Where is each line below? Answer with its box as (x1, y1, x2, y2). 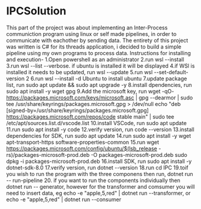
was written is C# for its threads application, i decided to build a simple (6, 43, 182, 50)
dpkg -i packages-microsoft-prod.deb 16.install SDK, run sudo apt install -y (6, 157, 192, 165)
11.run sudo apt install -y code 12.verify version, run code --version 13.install (6, 126, 195, 133)
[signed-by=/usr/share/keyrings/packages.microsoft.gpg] (6, 107, 149, 114)
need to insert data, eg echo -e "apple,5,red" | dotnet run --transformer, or (6, 189, 191, 196)
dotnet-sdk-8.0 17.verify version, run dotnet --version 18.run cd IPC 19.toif (6, 163, 189, 171)
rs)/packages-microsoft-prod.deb (6, 151, 90, 158)
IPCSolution (6, 4, 67, 18)
